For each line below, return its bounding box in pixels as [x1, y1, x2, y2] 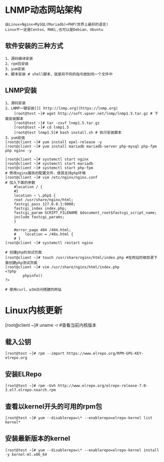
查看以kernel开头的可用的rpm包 [5, 402, 102, 410]
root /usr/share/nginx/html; [14, 197, 74, 202]
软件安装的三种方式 [5, 42, 63, 50]
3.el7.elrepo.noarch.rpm [5, 388, 56, 393]
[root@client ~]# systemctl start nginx [5, 157, 89, 162]
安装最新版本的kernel [5, 434, 70, 443]
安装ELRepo [5, 370, 42, 378]
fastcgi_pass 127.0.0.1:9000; [14, 202, 76, 206]
